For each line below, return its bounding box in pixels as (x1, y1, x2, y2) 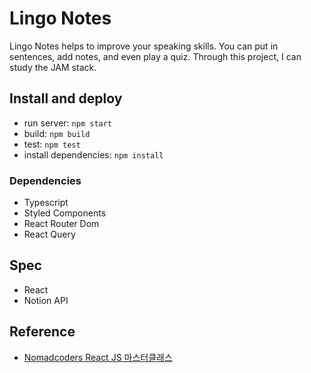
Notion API (23, 294, 69, 306)
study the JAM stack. (9, 61, 97, 73)
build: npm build (23, 127, 91, 139)
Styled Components (23, 207, 107, 219)
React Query (23, 228, 76, 241)
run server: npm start (23, 117, 113, 129)
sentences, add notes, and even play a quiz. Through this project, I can (9, 50, 302, 62)
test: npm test (23, 138, 81, 150)
